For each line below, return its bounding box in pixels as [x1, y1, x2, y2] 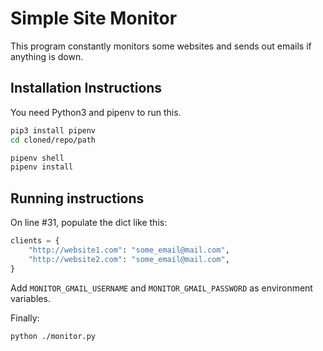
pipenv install [10, 162, 74, 172]
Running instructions [10, 190, 145, 207]
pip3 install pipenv [10, 125, 97, 136]
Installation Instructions [10, 80, 163, 97]
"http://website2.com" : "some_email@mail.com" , [28, 254, 230, 264]
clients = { [10, 236, 60, 246]
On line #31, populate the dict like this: [10, 217, 168, 229]
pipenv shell [10, 153, 65, 163]
